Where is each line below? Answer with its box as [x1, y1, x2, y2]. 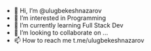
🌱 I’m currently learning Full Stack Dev [13, 21, 124, 29]
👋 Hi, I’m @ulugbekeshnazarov [13, 7, 102, 14]
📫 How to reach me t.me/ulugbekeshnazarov [13, 37, 145, 44]
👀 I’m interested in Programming [13, 14, 106, 22]
